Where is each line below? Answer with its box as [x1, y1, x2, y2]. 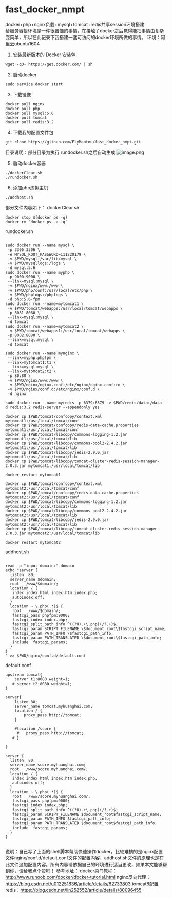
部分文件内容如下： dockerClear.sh [5, 204, 80, 210]
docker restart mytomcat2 [5, 540, 61, 545]
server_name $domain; [10, 577, 56, 582]
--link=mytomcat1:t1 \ [7, 360, 56, 365]
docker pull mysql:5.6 [5, 111, 54, 116]
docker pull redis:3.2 [5, 119, 54, 124]
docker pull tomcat [5, 115, 47, 120]
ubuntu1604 [14, 40, 40, 47]
